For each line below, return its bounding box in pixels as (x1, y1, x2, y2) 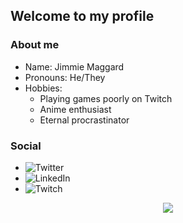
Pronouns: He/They (24, 71, 106, 83)
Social (10, 139, 42, 153)
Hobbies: (24, 82, 63, 94)
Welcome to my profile (10, 8, 155, 25)
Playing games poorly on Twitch (39, 92, 173, 104)
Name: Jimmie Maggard (24, 60, 125, 73)
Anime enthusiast (39, 103, 112, 115)
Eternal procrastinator (39, 114, 130, 126)
